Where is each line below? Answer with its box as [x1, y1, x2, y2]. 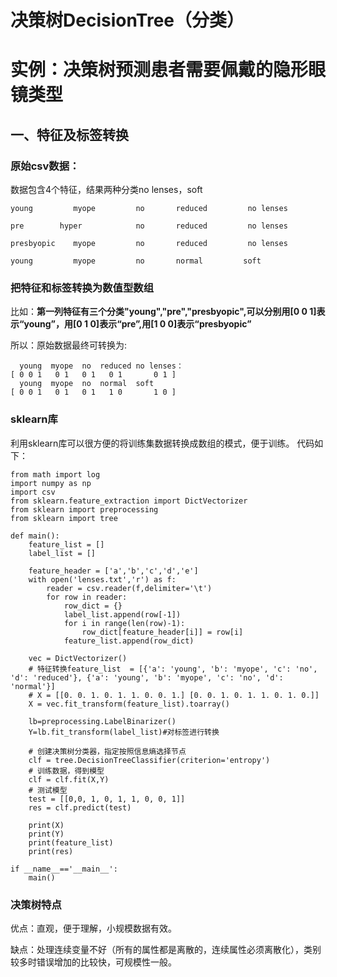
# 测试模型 [28, 785, 68, 795]
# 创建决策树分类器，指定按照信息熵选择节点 [28, 746, 187, 756]
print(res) [28, 846, 74, 856]
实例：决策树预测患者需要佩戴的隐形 [10, 59, 309, 81]
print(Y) [28, 829, 65, 839]
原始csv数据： [10, 159, 80, 173]
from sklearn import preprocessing [10, 504, 159, 515]
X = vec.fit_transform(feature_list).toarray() [28, 699, 230, 709]
